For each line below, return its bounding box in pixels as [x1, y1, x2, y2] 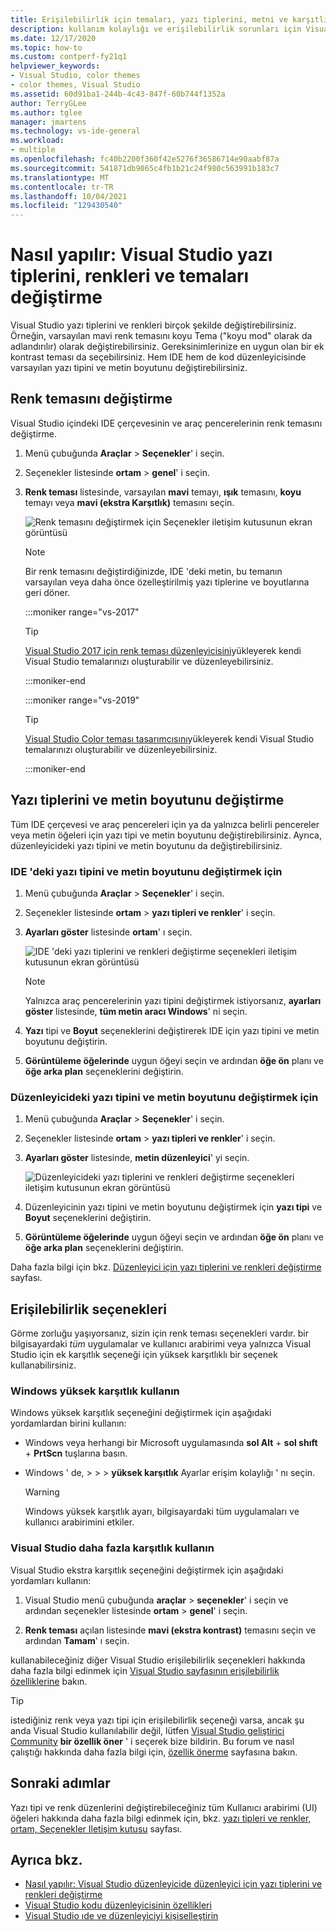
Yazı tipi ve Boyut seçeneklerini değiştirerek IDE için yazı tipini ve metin [24, 1024, 320, 1036]
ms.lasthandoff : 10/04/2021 [10, 191, 128, 201]
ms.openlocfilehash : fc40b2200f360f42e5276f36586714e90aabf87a [10, 154, 280, 164]
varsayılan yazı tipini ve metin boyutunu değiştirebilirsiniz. [10, 362, 248, 374]
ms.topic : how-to [10, 42, 83, 53]
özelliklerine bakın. [10, 1675, 88, 1687]
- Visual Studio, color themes [10, 71, 141, 81]
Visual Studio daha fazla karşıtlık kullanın [10, 1541, 215, 1555]
